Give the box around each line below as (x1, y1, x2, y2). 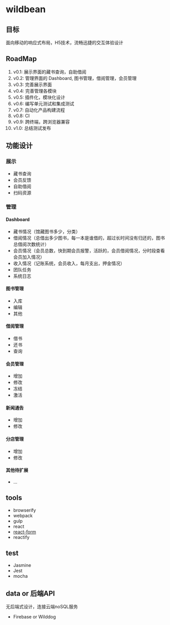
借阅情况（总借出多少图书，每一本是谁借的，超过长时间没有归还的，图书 (13, 235, 165, 241)
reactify (13, 534, 30, 540)
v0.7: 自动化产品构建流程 (13, 107, 65, 113)
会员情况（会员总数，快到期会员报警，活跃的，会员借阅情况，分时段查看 (13, 247, 165, 253)
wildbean (6, 4, 46, 15)
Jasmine (13, 562, 32, 569)
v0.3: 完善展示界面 (13, 81, 52, 88)
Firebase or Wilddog (13, 614, 56, 620)
